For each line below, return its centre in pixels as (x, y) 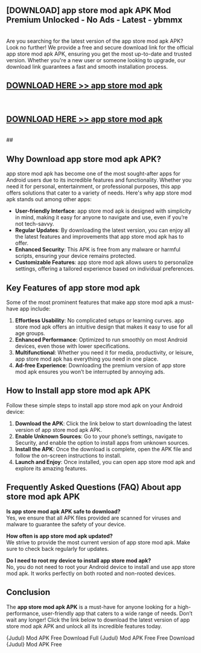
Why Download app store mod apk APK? (84, 159)
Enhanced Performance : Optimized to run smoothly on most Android (101, 340)
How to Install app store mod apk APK (78, 391)
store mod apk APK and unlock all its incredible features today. (84, 626)
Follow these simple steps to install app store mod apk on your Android (94, 405)
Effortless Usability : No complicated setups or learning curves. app (99, 321)
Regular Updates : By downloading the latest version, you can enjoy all (102, 230)
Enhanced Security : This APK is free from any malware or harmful (98, 249)
